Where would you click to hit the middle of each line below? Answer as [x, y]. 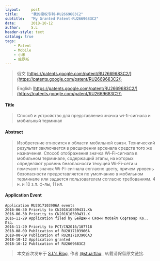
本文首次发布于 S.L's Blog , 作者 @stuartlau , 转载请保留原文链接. [80, 253]
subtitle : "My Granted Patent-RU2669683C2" [52, 18]
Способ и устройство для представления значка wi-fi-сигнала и [84, 116]
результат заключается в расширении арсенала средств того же [85, 148]
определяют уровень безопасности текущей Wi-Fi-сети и [77, 163]
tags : [10, 41]
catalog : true [19, 37]
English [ [26, 88]
